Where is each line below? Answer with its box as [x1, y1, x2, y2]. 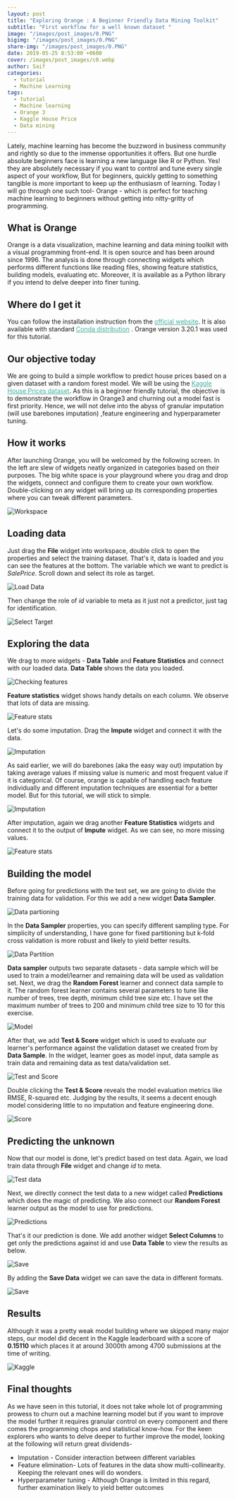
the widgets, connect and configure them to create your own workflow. [7, 478, 213, 487]
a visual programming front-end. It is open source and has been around [7, 248, 215, 256]
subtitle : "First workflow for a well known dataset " [7, 23, 172, 30]
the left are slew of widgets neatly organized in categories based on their [7, 463, 220, 472]
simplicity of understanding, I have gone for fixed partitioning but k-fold [7, 929, 215, 937]
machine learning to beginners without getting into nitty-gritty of [7, 194, 194, 202]
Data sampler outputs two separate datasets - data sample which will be [7, 964, 218, 972]
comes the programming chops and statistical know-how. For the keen [7, 1424, 213, 1433]
